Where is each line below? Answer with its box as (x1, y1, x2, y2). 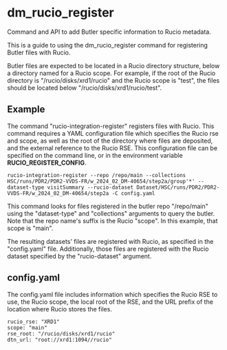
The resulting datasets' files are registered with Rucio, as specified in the (7, 237, 214, 245)
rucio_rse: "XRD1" (7, 318, 60, 325)
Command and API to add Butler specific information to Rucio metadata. (7, 28, 211, 36)
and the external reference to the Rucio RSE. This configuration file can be (7, 143, 218, 152)
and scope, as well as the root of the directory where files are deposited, (7, 136, 213, 145)
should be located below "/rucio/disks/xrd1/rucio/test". (7, 83, 162, 92)
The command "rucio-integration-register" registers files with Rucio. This (7, 122, 215, 130)
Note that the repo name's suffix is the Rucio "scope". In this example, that (7, 216, 218, 225)
